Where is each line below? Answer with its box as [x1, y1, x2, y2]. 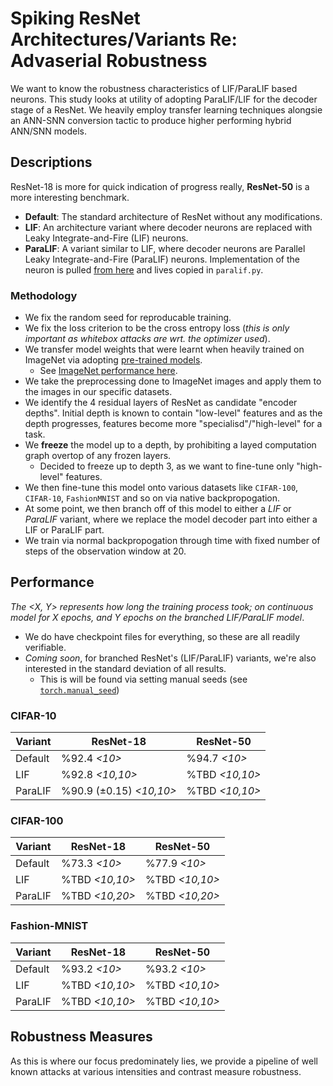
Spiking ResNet [10, 7, 141, 30]
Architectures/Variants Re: [10, 28, 238, 51]
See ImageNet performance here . [39, 365, 178, 377]
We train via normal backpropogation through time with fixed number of [24, 535, 321, 547]
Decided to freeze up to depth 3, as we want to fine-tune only [39, 460, 295, 472]
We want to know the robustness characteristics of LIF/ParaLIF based [10, 82, 298, 94]
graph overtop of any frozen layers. [24, 450, 172, 462]
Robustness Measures [10, 1028, 153, 1046]
